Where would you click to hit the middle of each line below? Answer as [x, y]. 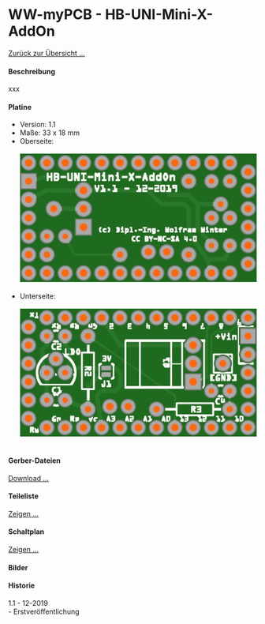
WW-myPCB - [55, 15]
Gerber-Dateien [35, 460]
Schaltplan [26, 532]
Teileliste [24, 496]
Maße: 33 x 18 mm [50, 133]
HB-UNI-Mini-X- [159, 15]
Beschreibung [32, 71]
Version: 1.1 [37, 125]
